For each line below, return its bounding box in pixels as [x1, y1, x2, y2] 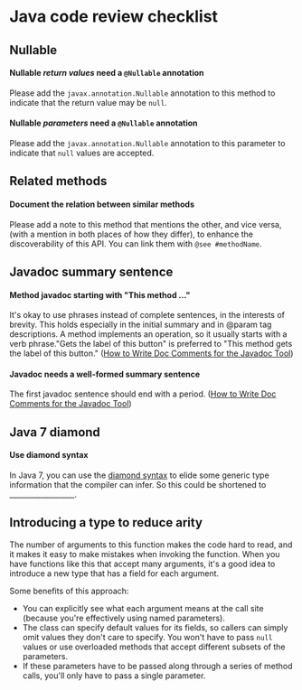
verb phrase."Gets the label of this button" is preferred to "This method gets [9, 339, 293, 350]
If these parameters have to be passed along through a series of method [22, 660, 293, 671]
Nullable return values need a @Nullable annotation [9, 68, 205, 79]
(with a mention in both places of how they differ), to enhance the [9, 228, 253, 239]
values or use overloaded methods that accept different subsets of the [22, 641, 286, 652]
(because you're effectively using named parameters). [22, 612, 226, 623]
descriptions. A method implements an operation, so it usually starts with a [9, 329, 288, 340]
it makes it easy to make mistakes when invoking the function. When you [9, 548, 280, 559]
